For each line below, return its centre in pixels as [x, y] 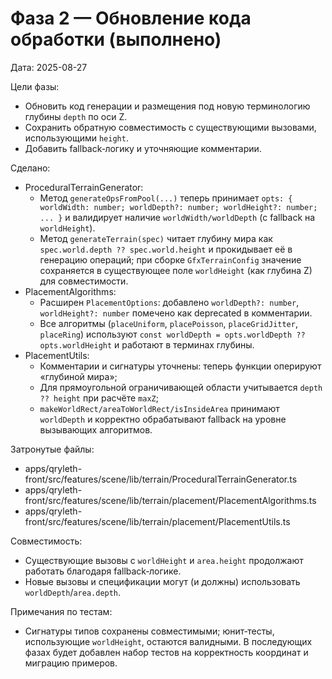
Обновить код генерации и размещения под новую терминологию [167, 106]
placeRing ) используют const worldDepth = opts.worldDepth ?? [172, 334]
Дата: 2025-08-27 [49, 67]
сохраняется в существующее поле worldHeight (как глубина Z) [176, 270]
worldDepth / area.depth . [73, 592]
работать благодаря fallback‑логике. [103, 571]
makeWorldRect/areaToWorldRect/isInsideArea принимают [159, 408]
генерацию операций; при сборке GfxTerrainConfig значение [170, 259]
